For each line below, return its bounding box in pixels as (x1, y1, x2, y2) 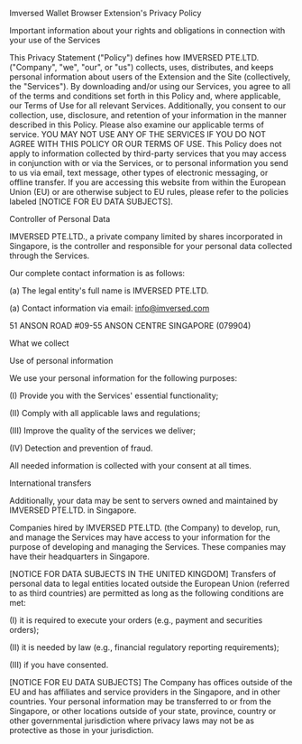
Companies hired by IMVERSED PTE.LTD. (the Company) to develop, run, (9, 523, 281, 533)
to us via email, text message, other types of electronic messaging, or (9, 167, 269, 178)
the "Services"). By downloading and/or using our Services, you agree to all (9, 81, 291, 91)
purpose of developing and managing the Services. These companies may (9, 542, 287, 552)
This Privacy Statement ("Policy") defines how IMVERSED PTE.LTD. (9, 52, 260, 62)
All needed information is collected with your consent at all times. (9, 460, 252, 470)
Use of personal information (9, 356, 114, 366)
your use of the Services (9, 35, 101, 45)
